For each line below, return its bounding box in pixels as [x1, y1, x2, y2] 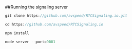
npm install [5, 31, 29, 36]
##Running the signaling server [5, 4, 68, 10]
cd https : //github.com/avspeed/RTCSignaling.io [5, 22, 104, 27]
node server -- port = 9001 [5, 39, 56, 44]
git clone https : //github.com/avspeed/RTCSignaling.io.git [5, 13, 128, 18]
